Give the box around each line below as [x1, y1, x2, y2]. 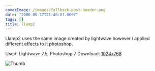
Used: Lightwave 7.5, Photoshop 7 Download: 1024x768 [5, 51, 122, 57]
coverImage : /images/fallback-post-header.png [5, 7, 106, 13]
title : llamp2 [5, 21, 36, 27]
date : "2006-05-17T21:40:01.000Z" [5, 12, 79, 17]
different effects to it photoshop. [5, 41, 73, 47]
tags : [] [5, 17, 24, 22]
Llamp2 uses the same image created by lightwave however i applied [5, 35, 150, 42]
